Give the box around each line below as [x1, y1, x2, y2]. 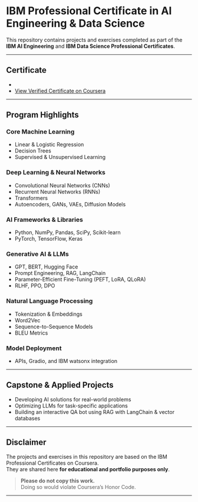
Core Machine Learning [6, 128, 75, 136]
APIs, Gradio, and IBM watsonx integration [14, 357, 118, 364]
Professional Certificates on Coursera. [6, 459, 99, 467]
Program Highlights [6, 110, 80, 120]
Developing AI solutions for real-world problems [14, 396, 131, 403]
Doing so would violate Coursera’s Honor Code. [20, 483, 136, 490]
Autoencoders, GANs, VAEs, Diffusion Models [14, 200, 126, 208]
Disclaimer [6, 438, 47, 448]
